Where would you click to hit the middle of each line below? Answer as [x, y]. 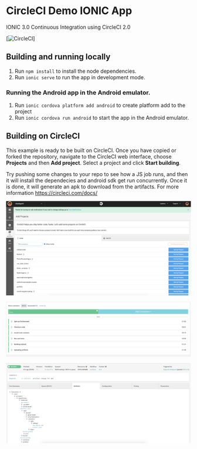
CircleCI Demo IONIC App [69, 11]
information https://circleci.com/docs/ [52, 193]
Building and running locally [58, 57]
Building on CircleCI [43, 136]
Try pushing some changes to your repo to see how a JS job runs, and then [97, 174]
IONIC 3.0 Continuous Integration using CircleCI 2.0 [68, 27]
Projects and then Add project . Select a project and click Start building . [93, 163]
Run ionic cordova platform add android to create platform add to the [100, 105]
